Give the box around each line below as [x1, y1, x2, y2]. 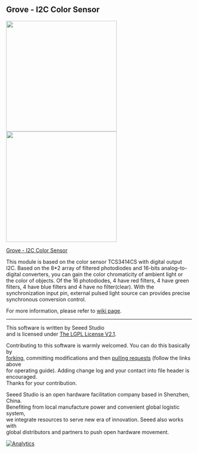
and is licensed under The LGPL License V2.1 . [6, 330, 117, 337]
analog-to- [161, 264, 187, 271]
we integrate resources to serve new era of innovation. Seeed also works [6, 416, 184, 423]
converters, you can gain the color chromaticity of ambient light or [22, 271, 183, 278]
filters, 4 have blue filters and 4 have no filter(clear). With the [6, 283, 154, 290]
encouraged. [6, 373, 37, 380]
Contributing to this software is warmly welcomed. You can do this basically [6, 342, 190, 349]
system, [6, 409, 25, 416]
